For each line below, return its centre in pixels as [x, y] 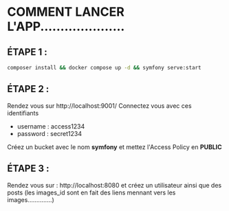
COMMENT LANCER [66, 12]
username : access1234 [51, 126]
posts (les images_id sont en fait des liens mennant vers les [91, 192]
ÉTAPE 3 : [28, 169]
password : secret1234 [50, 133]
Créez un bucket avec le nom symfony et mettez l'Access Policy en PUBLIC [115, 147]
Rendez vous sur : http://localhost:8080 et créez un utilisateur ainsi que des [115, 185]
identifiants [23, 113]
